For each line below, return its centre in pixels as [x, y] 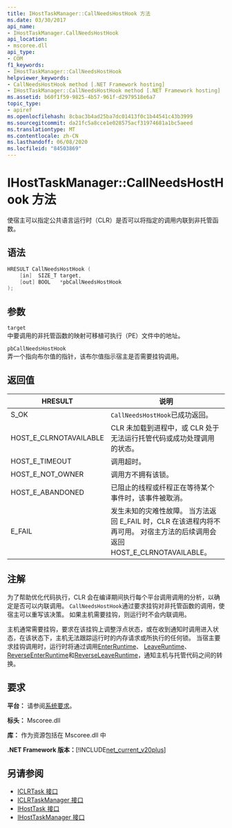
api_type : [21, 53]
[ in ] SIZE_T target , [50, 275]
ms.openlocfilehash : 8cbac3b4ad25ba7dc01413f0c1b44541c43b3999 [100, 116]
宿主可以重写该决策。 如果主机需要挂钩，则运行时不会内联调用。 [99, 614]
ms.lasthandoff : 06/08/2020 [48, 142]
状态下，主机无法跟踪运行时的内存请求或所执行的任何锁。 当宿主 [123, 638]
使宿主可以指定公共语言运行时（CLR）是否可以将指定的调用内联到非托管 [110, 220]
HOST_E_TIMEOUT [41, 461]
